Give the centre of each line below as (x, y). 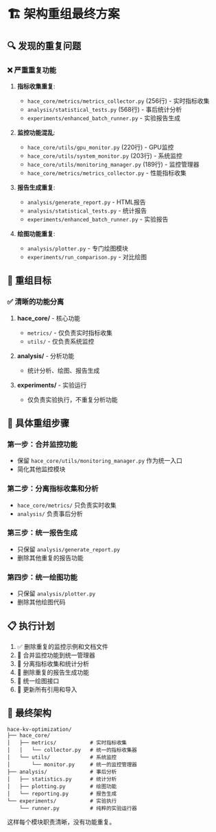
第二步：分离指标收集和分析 (53, 489)
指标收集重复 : (36, 86)
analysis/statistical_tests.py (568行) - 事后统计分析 (105, 109)
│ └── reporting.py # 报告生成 (62, 794)
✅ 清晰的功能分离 (36, 302)
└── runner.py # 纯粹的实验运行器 (78, 808)
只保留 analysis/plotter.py (56, 593)
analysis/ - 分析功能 (46, 356)
